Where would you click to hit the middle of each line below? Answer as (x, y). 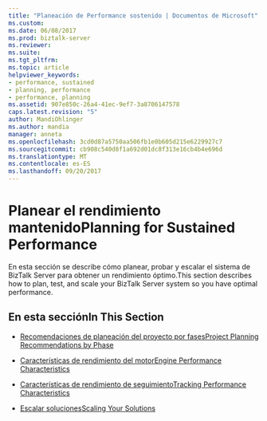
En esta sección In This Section (86, 317)
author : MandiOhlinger (46, 120)
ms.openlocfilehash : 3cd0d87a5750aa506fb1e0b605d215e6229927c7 (116, 142)
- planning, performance (49, 90)
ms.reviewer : (30, 45)
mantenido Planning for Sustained (122, 228)
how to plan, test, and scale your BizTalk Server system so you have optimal (133, 283)
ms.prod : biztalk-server (49, 38)
